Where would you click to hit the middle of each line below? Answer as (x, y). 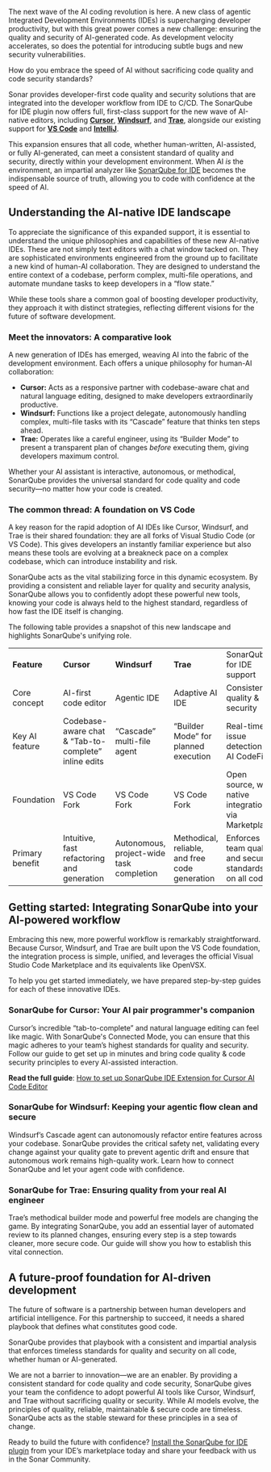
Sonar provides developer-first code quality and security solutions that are (132, 94)
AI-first (77, 693)
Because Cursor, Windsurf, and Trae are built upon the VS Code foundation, (134, 948)
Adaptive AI (195, 693)
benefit (26, 864)
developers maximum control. (69, 456)
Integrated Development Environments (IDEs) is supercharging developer (130, 20)
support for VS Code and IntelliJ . (64, 129)
